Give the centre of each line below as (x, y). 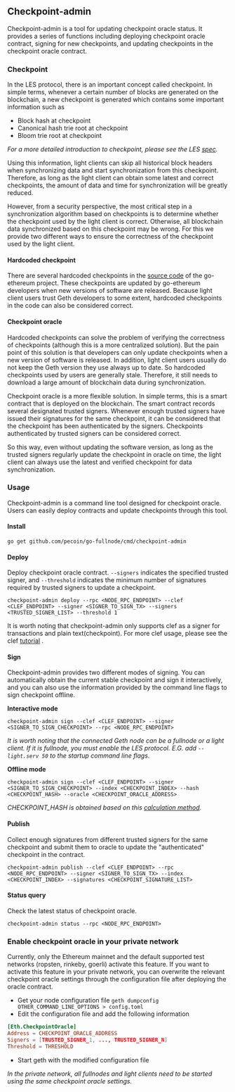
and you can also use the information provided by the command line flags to (117, 688)
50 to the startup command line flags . (96, 755)
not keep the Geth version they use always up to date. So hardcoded (106, 367)
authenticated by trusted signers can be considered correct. (94, 433)
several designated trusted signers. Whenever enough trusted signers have (116, 410)
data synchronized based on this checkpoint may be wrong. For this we (110, 229)
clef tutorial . (26, 641)
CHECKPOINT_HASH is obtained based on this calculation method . (105, 808)
